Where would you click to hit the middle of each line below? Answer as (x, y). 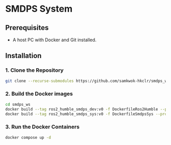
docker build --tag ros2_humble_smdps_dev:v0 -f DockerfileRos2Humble (82, 109)
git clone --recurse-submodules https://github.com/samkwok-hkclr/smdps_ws (87, 81)
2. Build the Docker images (39, 94)
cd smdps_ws (18, 104)
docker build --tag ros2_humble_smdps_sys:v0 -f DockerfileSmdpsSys (79, 114)
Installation (23, 56)
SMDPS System (39, 9)
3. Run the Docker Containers (42, 127)
